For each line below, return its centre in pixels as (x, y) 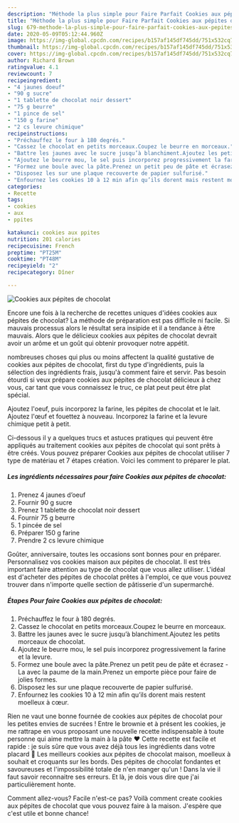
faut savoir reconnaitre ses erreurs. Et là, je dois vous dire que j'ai (103, 777)
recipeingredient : (34, 80)
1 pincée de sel (39, 525)
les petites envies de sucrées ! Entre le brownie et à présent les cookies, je (117, 723)
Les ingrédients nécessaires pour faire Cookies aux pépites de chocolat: (117, 477)
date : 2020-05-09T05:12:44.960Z (55, 34)
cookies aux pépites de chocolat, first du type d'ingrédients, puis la (106, 364)
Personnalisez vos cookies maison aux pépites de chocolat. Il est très (109, 562)
